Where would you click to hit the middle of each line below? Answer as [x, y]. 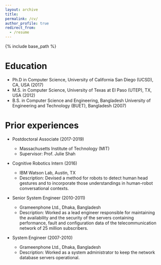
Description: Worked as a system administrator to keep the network [87, 252]
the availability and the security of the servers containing [77, 217]
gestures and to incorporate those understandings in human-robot [86, 183]
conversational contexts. [44, 188]
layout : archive [21, 10]
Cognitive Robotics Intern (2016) [45, 163]
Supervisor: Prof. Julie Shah [47, 154]
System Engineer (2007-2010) [42, 238]
